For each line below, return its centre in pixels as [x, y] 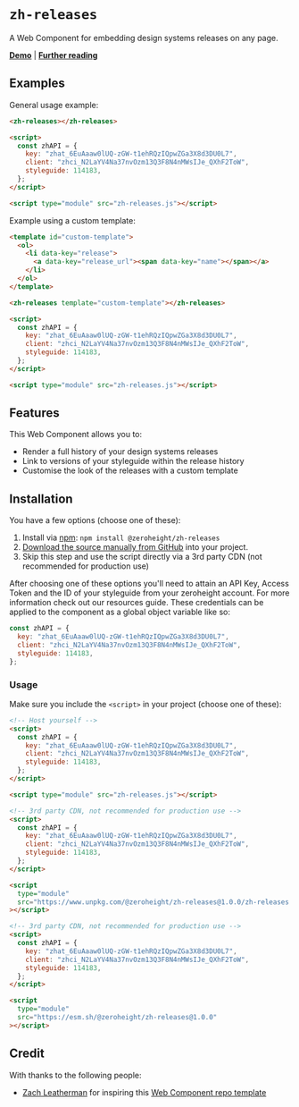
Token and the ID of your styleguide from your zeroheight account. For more [149, 593]
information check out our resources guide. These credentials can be [137, 603]
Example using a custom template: [72, 220]
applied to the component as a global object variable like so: [120, 612]
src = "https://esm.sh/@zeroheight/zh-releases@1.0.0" [117, 1018]
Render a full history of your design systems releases [120, 452]
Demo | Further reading [54, 55]
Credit [27, 1054]
